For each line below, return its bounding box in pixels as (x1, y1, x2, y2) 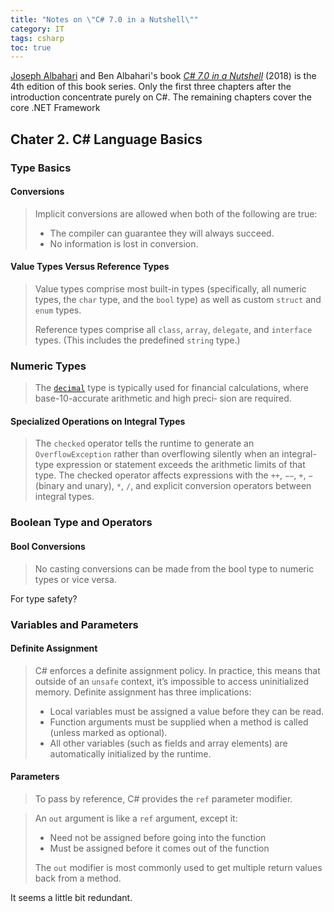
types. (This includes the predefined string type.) (34, 334, 241, 346)
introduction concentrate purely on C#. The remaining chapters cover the (10, 91, 313, 103)
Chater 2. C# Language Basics (10, 131, 203, 148)
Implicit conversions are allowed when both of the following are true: (34, 207, 318, 220)
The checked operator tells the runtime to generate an (34, 437, 255, 450)
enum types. (34, 304, 82, 316)
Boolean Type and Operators (10, 516, 153, 530)
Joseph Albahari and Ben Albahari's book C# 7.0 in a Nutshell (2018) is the (10, 70, 317, 82)
